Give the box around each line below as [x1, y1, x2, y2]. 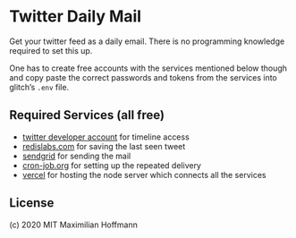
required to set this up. [9, 45, 93, 55]
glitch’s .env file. [9, 81, 70, 92]
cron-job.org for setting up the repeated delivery [21, 159, 201, 171]
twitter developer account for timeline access [21, 132, 190, 142]
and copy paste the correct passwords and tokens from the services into [9, 72, 277, 82]
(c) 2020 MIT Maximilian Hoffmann [9, 219, 139, 230]
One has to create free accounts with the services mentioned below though [9, 63, 288, 73]
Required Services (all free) [9, 107, 165, 123]
